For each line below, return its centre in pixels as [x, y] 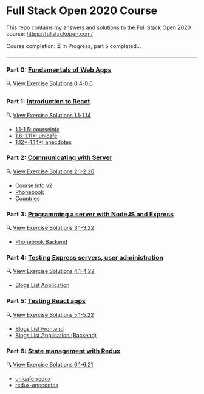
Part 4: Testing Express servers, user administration [85, 258]
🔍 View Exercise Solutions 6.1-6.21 [50, 365]
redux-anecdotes [37, 385]
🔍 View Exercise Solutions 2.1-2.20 [50, 171]
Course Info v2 [34, 185]
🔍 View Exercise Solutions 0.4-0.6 [49, 83]
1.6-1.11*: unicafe [36, 136]
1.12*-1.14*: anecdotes [43, 142]
